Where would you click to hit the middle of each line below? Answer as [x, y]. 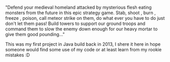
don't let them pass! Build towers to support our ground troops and [75, 23]
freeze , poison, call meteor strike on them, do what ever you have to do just [85, 18]
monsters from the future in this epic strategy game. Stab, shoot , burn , [81, 13]
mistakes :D [18, 55]
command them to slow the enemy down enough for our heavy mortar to [81, 29]
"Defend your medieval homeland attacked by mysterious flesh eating [78, 7]
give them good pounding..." [35, 34]
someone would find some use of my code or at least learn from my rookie [83, 50]
